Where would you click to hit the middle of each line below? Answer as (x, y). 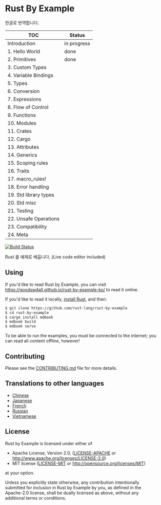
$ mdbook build (20, 322)
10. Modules (22, 123)
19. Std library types (31, 195)
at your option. (20, 473)
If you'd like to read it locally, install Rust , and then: (56, 299)
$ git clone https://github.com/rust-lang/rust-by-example (66, 308)
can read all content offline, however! (42, 341)
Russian (20, 411)
